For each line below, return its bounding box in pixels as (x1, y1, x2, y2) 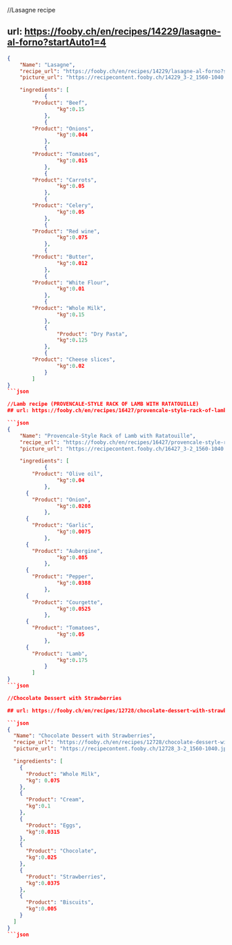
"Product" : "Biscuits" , (25, 899, 95, 906)
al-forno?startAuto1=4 (7, 37, 107, 48)
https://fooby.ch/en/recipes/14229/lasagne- (23, 26, 222, 37)
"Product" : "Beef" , (32, 99, 88, 106)
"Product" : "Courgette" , (32, 598, 104, 606)
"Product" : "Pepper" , (32, 573, 95, 581)
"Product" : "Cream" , (25, 797, 85, 803)
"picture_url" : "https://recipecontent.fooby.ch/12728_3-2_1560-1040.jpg (13, 746, 230, 752)
